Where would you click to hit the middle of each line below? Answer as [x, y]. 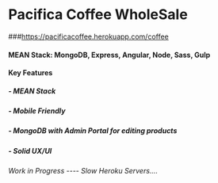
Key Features [31, 73]
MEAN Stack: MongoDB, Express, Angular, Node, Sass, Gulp [109, 55]
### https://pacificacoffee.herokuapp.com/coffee [88, 36]
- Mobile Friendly [37, 111]
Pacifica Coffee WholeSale [98, 15]
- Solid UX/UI [30, 151]
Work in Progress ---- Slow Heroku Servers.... [83, 171]
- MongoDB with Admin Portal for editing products [93, 131]
